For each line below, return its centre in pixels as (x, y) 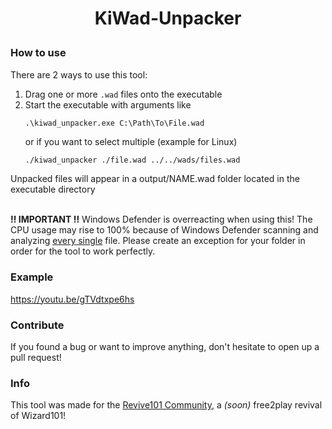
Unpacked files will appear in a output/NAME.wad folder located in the (155, 179)
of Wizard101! (38, 416)
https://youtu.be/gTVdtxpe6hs (72, 299)
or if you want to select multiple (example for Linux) (131, 141)
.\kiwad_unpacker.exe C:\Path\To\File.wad (114, 123)
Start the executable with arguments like (108, 104)
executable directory (53, 189)
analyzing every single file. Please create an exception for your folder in (158, 241)
